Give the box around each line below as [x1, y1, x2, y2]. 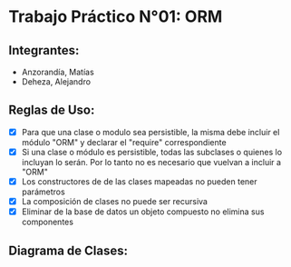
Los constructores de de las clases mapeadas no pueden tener [21, 175, 257, 187]
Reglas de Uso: [8, 103, 95, 118]
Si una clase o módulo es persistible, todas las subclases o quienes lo [21, 146, 283, 157]
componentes [21, 216, 74, 228]
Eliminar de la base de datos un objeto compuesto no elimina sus [21, 206, 265, 217]
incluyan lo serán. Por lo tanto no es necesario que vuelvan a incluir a [21, 156, 282, 167]
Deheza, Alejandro [21, 76, 92, 87]
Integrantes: [8, 43, 80, 58]
